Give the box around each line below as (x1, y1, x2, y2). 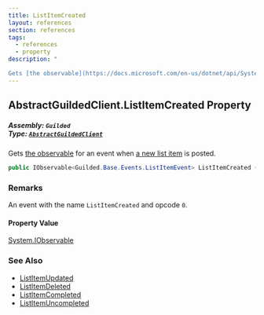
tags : (8, 33, 26, 42)
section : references (8, 26, 76, 34)
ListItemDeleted (19, 281, 71, 291)
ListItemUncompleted (19, 298, 90, 307)
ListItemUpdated (19, 273, 74, 283)
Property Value (8, 218, 59, 228)
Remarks (8, 182, 43, 193)
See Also (8, 255, 43, 266)
